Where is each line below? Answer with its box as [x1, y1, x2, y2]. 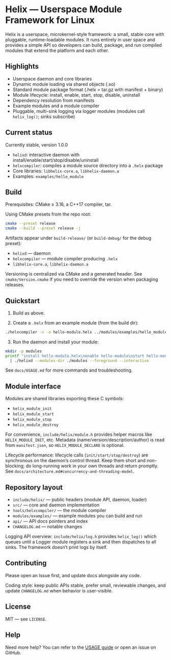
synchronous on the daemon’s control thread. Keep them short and [5, 458, 146, 464]
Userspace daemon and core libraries [12, 75, 92, 82]
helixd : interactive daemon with [12, 152, 80, 158]
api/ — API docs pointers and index [12, 518, 88, 524]
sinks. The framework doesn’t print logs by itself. [5, 544, 108, 550]
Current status [5, 128, 52, 137]
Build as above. [12, 310, 45, 316]
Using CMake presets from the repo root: [5, 211, 92, 217]
